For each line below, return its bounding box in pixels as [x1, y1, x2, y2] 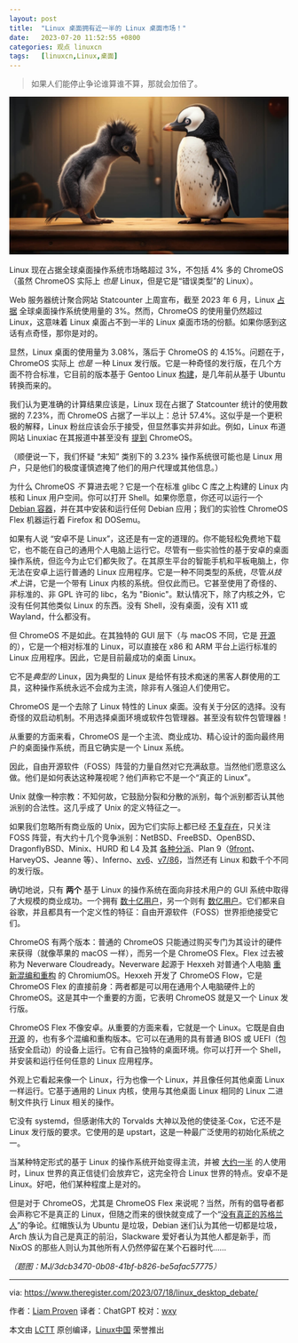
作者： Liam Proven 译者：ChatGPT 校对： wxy [9, 1305, 177, 1315]
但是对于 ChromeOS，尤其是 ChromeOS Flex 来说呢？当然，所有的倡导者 [9, 1197, 277, 1208]
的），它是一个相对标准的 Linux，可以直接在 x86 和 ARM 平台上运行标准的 [9, 641, 278, 652]
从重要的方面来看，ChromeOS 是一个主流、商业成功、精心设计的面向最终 [9, 731, 277, 741]
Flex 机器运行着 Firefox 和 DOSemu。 [9, 514, 145, 524]
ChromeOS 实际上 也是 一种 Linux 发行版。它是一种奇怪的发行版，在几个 [9, 357, 275, 368]
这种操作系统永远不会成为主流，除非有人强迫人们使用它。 [24, 682, 235, 692]
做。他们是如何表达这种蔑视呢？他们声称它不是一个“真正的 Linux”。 [9, 771, 255, 782]
